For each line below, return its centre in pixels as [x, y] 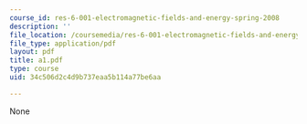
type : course [34, 69]
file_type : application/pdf [63, 43]
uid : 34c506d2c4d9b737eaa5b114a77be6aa [85, 77]
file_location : [38, 35]
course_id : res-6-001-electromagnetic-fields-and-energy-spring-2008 [145, 18]
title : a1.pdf [37, 60]
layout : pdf [32, 52]
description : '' [40, 26]
